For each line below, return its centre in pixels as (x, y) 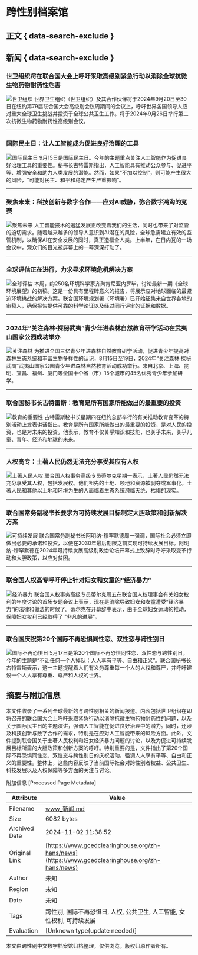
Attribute (24, 798)
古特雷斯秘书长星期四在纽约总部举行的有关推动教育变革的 (114, 417)
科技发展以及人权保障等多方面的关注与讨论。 (60, 770)
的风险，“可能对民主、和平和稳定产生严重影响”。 (65, 180)
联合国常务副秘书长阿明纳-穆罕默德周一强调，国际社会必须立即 (115, 536)
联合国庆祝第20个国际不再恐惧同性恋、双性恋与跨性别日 (85, 639)
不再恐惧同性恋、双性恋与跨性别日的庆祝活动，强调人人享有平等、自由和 (99, 755)
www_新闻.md (65, 809)
